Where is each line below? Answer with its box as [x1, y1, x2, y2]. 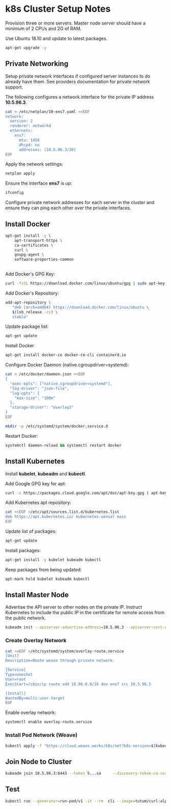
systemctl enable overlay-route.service [5, 720, 93, 725]
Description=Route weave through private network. [5, 658, 115, 663]
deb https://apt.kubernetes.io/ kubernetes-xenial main [5, 514, 126, 520]
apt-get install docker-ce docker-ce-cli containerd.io [5, 352, 126, 358]
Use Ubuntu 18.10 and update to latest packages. [5, 35, 108, 41]
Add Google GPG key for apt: [5, 480, 66, 486]
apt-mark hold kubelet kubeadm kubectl [5, 576, 90, 581]
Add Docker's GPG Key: [5, 271, 55, 277]
